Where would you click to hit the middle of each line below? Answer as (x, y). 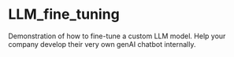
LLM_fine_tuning (64, 14)
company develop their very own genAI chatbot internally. (102, 44)
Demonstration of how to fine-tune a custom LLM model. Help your (117, 36)
